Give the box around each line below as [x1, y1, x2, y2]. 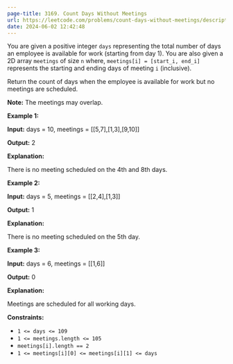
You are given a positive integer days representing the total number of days [7, 42, 221, 51]
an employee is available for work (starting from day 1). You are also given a [7, 49, 223, 58]
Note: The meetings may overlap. [7, 98, 103, 107]
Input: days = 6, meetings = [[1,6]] [7, 259, 105, 268]
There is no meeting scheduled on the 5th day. [7, 233, 141, 241]
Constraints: [7, 313, 44, 322]
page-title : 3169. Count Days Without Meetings [7, 10, 148, 17]
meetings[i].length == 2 [17, 343, 89, 350]
